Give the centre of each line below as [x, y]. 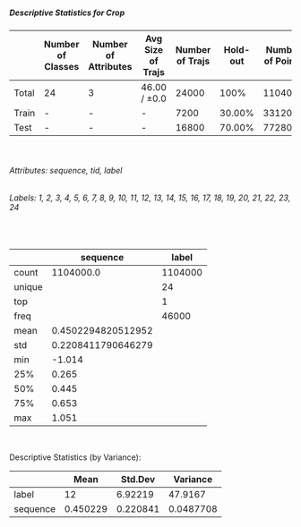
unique [28, 286]
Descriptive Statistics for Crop [67, 13]
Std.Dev [138, 479]
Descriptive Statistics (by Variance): [75, 457]
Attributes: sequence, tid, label [66, 170]
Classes [62, 66]
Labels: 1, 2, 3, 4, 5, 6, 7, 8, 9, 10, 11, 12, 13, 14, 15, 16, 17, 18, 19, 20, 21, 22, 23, [150, 198]
